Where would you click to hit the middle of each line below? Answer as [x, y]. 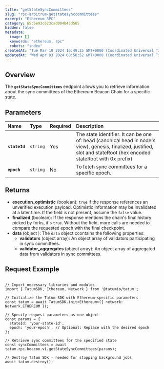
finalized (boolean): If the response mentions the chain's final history [82, 217]
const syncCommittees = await [36, 345]
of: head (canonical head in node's [116, 141]
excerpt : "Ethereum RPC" [30, 19]
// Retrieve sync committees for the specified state [61, 340]
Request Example [32, 269]
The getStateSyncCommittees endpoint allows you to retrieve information [77, 87]
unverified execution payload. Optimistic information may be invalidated [84, 207]
